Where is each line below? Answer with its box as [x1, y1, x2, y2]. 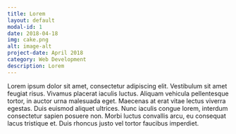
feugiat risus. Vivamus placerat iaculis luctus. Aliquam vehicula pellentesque [7, 89, 229, 98]
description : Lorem [7, 62, 65, 69]
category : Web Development [7, 56, 87, 63]
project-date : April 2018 [7, 50, 83, 57]
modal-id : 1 [7, 23, 42, 30]
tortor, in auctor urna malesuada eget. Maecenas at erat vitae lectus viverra [7, 96, 226, 105]
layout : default [7, 17, 55, 24]
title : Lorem [7, 10, 46, 18]
